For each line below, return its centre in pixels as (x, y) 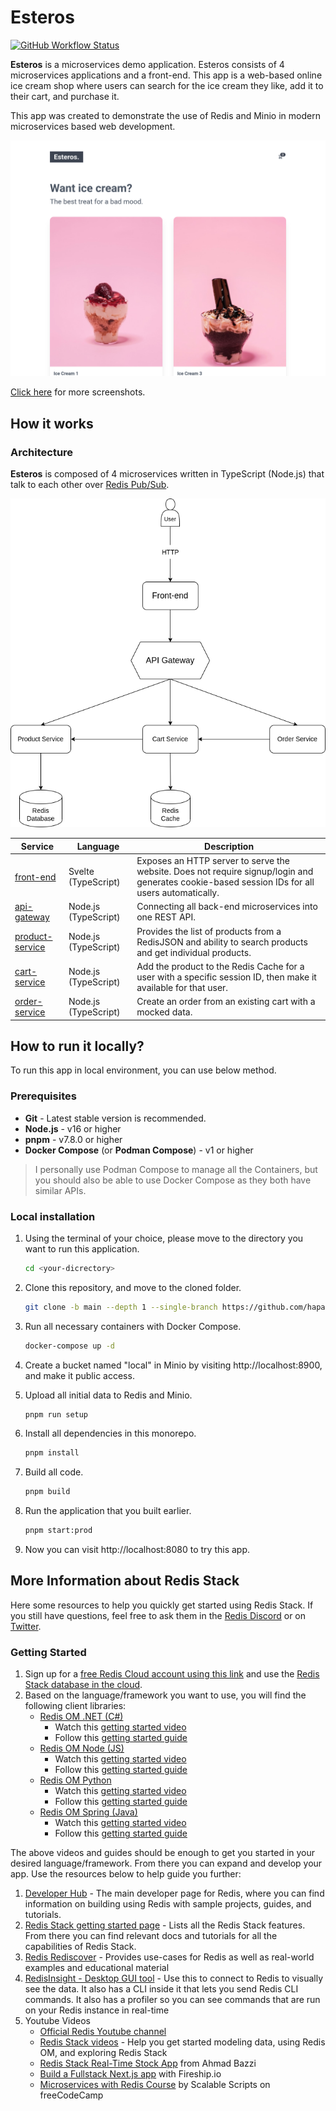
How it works (52, 423)
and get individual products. (194, 952)
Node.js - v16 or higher (73, 1128)
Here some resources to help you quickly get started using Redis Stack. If (162, 1605)
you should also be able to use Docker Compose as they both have (173, 1180)
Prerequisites (43, 1096)
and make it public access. (79, 1375)
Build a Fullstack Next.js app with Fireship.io (130, 2074)
